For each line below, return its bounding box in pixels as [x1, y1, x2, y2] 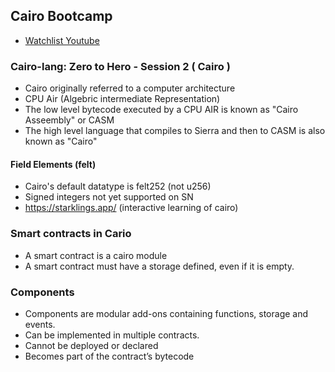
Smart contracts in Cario [10, 227, 132, 241]
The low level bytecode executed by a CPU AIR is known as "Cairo [24, 104, 299, 116]
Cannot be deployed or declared [24, 339, 159, 351]
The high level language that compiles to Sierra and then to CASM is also [24, 125, 326, 137]
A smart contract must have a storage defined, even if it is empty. [24, 260, 295, 272]
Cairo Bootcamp [10, 8, 113, 25]
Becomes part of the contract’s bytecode [24, 350, 195, 362]
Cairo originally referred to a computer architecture [24, 82, 236, 94]
